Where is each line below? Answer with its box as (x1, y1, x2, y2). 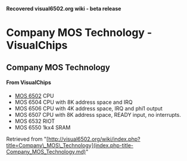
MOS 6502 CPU (14, 92, 54, 99)
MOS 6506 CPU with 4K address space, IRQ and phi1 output (14, 104, 163, 112)
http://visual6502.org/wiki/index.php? (48, 135, 141, 143)
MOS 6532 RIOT (14, 117, 55, 125)
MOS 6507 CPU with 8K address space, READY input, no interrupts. (14, 111, 182, 118)
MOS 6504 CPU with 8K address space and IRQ (14, 98, 133, 106)
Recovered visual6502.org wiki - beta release (6, 5, 121, 12)
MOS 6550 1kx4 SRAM (14, 123, 71, 131)
